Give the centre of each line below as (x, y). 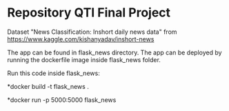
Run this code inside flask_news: (53, 73)
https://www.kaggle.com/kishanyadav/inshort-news (81, 39)
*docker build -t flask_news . (48, 86)
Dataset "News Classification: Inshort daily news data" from (92, 32)
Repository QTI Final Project (89, 13)
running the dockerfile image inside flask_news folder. (84, 59)
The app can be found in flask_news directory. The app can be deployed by (114, 52)
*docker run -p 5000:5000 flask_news (62, 100)
